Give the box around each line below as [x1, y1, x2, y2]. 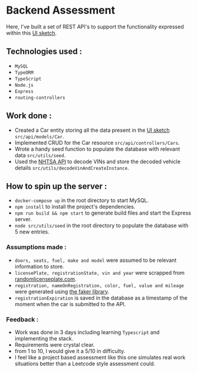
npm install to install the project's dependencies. [14, 203, 136, 210]
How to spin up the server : [6, 181, 107, 191]
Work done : [6, 111, 52, 121]
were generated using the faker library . [14, 288, 110, 295]
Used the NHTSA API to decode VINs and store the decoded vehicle [14, 158, 181, 165]
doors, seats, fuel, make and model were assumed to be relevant [14, 257, 177, 264]
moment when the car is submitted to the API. [14, 300, 126, 307]
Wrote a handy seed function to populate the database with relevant [14, 145, 180, 153]
